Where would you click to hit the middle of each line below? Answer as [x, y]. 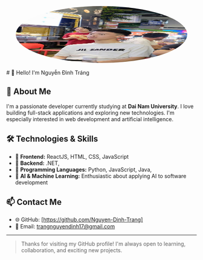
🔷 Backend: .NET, [37, 163]
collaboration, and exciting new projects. [72, 250]
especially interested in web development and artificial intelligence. [90, 119]
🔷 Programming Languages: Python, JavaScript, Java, [83, 169]
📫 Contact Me [34, 202]
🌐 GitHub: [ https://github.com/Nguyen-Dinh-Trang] [79, 220]
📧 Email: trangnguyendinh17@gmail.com [65, 227]
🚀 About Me [29, 92]
